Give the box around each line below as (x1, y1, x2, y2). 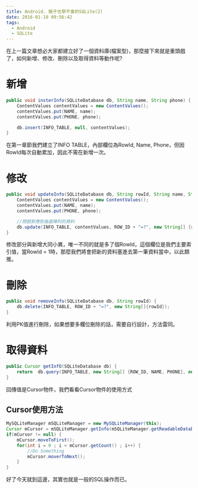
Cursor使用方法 (6, 404, 64, 414)
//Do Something (27, 448, 65, 454)
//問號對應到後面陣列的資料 (16, 219, 75, 225)
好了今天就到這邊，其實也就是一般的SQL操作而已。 (6, 476, 130, 483)
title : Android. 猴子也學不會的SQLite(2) (6, 8, 103, 15)
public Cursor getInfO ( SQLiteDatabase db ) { (6, 363, 117, 369)
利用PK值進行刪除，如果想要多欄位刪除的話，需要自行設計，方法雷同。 (6, 321, 179, 328)
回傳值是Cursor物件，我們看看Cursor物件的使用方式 (6, 385, 133, 393)
